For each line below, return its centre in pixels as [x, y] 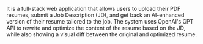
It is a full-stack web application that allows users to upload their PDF [94, 9]
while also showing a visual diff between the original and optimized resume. [102, 34]
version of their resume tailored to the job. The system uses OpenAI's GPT [100, 21]
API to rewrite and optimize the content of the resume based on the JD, [96, 28]
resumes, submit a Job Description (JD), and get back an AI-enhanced [95, 15]
